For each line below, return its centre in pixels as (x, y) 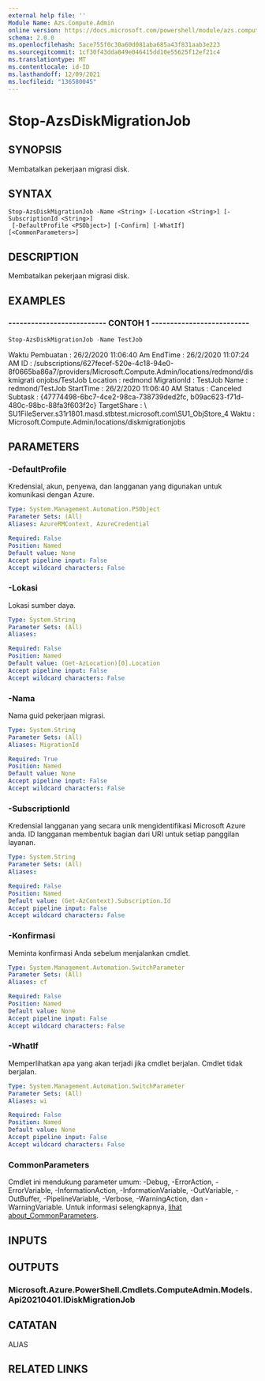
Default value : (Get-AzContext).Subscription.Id (90, 901)
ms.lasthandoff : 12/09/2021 (54, 74)
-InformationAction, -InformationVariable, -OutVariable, (144, 1190)
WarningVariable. (36, 1207)
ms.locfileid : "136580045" (52, 81)
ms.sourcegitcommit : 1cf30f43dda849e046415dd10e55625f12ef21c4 (114, 52)
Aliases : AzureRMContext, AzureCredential (79, 524)
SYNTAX (30, 193)
